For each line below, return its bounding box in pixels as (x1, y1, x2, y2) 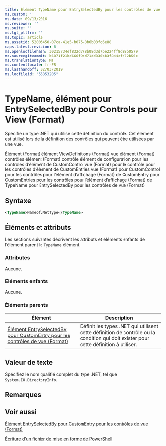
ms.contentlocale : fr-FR (5, 62, 56, 67)
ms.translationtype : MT (5, 58, 54, 63)
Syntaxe (5, 197, 31, 205)
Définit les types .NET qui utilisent (80, 323, 158, 330)
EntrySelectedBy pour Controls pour (5, 104, 158, 115)
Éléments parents (5, 301, 48, 308)
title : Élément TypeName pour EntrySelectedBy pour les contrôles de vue (5, 7, 161, 12)
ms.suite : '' (5, 26, 32, 31)
